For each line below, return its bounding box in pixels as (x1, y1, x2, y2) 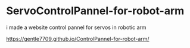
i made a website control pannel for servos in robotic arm (6, 24, 147, 31)
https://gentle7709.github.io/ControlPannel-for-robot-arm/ (6, 35, 150, 42)
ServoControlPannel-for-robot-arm (6, 4, 185, 18)
